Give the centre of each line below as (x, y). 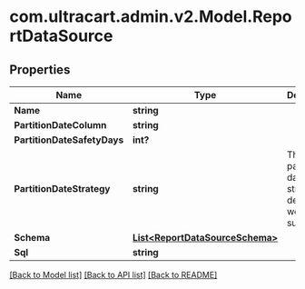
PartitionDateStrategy (62, 189)
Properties (40, 70)
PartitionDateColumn (60, 125)
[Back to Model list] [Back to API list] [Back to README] (113, 275)
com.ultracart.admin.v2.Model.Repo (151, 17)
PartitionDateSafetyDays (69, 140)
